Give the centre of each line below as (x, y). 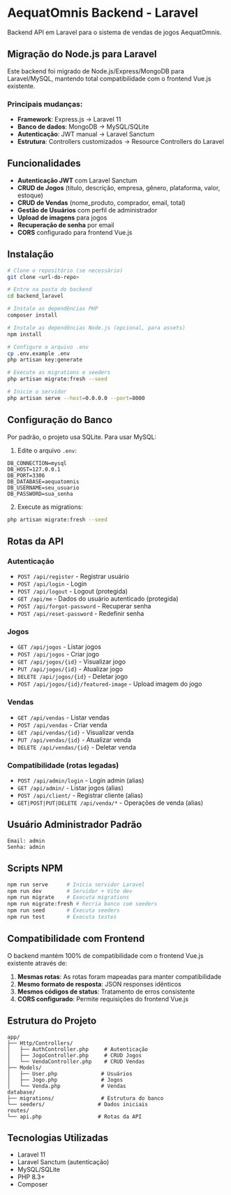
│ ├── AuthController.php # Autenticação (78, 1049)
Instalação (31, 254)
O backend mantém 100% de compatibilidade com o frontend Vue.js (105, 955)
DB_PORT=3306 (26, 475)
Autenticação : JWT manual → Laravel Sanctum (86, 134)
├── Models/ (24, 1068)
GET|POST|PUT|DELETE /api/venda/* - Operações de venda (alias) (110, 803)
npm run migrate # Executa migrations (68, 897)
